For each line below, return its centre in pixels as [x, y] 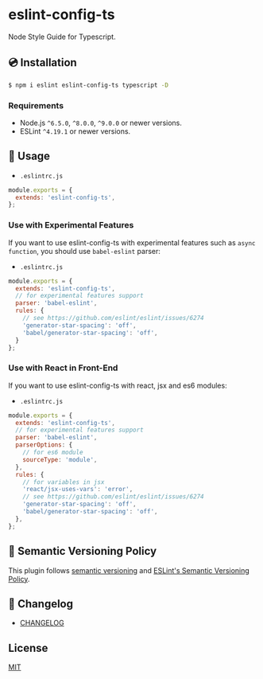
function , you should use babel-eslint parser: [85, 251]
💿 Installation [43, 62]
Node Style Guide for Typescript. [62, 37]
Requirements [36, 105]
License [28, 648]
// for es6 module [53, 453]
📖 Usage [29, 156]
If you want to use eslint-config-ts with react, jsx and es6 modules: [118, 385]
